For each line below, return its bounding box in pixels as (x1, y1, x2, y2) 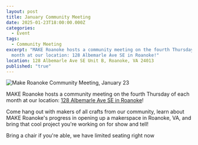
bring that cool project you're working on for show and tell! (6, 121, 149, 128)
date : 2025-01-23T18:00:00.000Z (6, 19, 85, 25)
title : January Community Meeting (6, 14, 91, 20)
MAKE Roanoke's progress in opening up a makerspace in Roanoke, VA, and (6, 114, 192, 122)
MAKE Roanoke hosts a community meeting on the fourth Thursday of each (6, 90, 190, 97)
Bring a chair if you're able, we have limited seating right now (6, 132, 155, 139)
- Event (11, 31, 31, 36)
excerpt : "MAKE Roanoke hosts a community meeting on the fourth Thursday (6, 47, 194, 53)
